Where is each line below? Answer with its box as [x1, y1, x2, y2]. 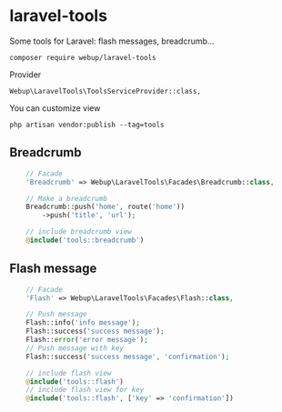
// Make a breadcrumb [25, 194, 107, 203]
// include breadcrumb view [25, 227, 132, 236]
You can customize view [9, 102, 101, 114]
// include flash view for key [25, 386, 145, 395]
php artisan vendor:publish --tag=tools [9, 120, 166, 129]
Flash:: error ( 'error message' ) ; [25, 336, 148, 345]
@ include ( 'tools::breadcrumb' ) [25, 236, 145, 245]
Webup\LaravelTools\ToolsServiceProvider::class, [9, 86, 202, 95]
